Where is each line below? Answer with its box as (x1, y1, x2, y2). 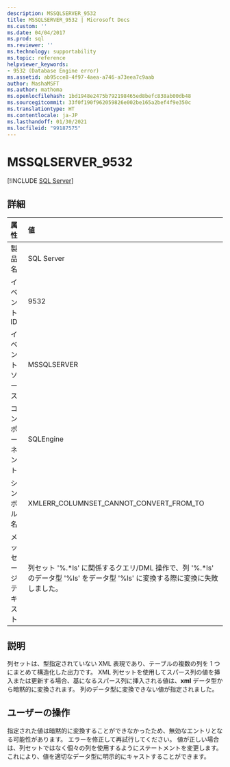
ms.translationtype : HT (7, 105, 75, 112)
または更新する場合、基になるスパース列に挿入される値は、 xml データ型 (12, 676, 217, 685)
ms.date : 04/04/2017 (7, 29, 66, 36)
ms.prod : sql (7, 36, 44, 42)
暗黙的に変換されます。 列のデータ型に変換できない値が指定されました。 (12, 685, 218, 693)
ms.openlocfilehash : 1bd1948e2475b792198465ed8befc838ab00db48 (7, 93, 192, 100)
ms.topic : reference (7, 55, 66, 62)
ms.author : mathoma (7, 86, 63, 93)
